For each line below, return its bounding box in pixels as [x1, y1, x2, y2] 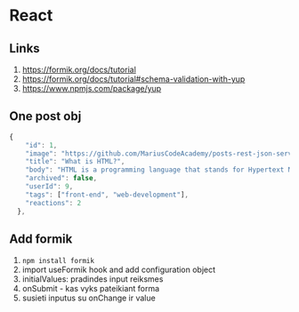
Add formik [9, 231, 73, 246]
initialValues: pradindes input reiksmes [21, 274, 164, 284]
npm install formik [21, 257, 95, 266]
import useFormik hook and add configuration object [21, 264, 216, 276]
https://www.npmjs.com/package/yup [21, 84, 162, 93]
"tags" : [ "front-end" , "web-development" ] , [25, 190, 190, 199]
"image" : [25, 148, 58, 158]
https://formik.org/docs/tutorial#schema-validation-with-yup [21, 74, 246, 84]
